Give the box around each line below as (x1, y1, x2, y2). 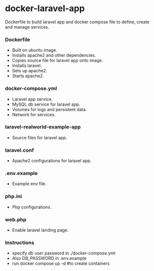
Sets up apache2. (12, 68, 47, 74)
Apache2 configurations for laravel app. (12, 158, 92, 164)
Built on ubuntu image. (12, 47, 57, 53)
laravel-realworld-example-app (5, 124, 81, 130)
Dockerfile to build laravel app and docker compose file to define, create (5, 19, 150, 25)
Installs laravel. (12, 63, 42, 68)
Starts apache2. (12, 73, 44, 79)
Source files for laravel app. (12, 134, 67, 141)
